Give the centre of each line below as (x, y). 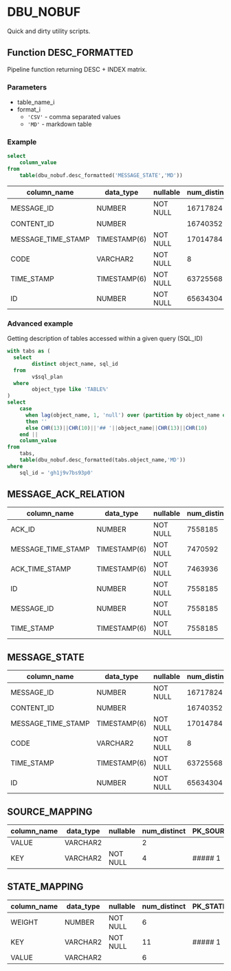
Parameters (27, 87)
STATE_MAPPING (45, 887)
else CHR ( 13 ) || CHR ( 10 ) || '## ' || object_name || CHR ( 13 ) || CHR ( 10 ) (116, 428)
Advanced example (40, 323)
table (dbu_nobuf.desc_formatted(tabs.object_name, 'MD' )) (103, 460)
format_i (29, 109)
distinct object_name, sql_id (75, 364)
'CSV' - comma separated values (74, 117)
